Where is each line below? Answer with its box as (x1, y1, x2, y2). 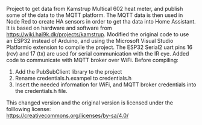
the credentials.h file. (14, 88, 68, 94)
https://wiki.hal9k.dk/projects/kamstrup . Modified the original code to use (6, 31, 189, 38)
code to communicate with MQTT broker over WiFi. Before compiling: (6, 57, 179, 63)
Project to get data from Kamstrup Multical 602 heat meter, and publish (6, 5, 183, 12)
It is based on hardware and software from (6, 24, 112, 31)
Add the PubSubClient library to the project (14, 68, 122, 75)
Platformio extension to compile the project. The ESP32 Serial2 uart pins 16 (6, 43, 193, 51)
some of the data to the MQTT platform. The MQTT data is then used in (6, 11, 183, 19)
